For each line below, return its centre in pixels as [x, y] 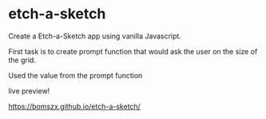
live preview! [29, 91]
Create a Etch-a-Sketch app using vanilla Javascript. [95, 36]
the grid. [22, 60]
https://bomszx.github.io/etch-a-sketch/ [75, 106]
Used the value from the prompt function [75, 75]
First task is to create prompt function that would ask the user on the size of [133, 51]
